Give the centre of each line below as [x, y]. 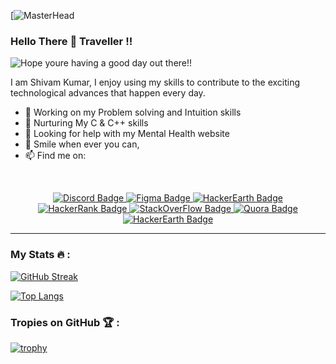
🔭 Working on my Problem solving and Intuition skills [133, 112]
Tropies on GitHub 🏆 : [65, 322]
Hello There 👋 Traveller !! [71, 41]
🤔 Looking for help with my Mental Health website [127, 134]
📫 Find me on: [55, 156]
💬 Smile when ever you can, [82, 144]
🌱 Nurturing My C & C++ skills [86, 123]
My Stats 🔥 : [40, 255]
